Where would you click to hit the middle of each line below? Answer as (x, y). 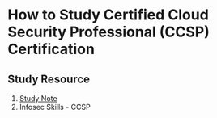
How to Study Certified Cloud (108, 15)
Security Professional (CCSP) (108, 32)
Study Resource (49, 79)
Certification (51, 49)
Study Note (38, 98)
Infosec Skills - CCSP (55, 107)
